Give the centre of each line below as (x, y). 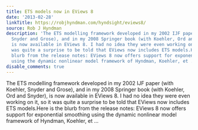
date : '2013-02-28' (30, 17)
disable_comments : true (35, 66)
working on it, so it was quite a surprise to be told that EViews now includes (98, 102)
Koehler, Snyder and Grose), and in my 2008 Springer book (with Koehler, (95, 90)
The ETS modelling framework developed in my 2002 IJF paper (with (90, 83)
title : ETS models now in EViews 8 (50, 12)
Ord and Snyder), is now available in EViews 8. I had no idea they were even (98, 96)
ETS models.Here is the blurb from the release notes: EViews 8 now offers (96, 108)
